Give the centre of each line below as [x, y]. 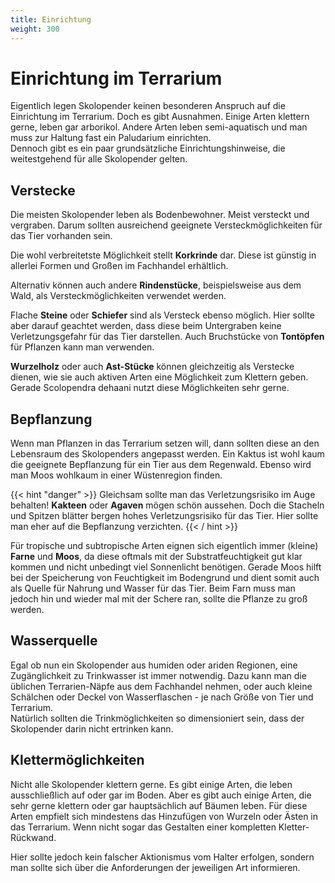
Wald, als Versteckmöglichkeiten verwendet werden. [118, 296]
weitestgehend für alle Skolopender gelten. [99, 159]
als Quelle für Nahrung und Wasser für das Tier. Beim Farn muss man [153, 588]
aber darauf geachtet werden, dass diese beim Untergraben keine [146, 326]
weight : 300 [35, 29]
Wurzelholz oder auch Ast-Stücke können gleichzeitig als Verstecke [152, 367]
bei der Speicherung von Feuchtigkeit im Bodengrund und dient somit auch [165, 578]
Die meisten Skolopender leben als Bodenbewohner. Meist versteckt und [160, 215]
